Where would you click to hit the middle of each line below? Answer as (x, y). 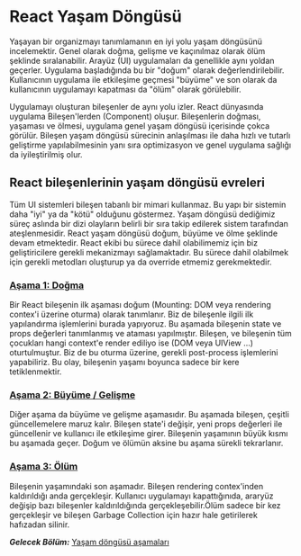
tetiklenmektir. (36, 372)
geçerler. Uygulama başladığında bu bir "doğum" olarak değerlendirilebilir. (147, 70)
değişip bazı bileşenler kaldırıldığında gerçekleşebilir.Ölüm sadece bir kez (145, 505)
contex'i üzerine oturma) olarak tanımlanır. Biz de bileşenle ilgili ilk (132, 314)
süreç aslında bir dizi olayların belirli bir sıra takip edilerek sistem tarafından (149, 223)
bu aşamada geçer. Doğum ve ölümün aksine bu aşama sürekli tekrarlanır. (146, 444)
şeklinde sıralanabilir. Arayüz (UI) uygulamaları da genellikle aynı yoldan (142, 60)
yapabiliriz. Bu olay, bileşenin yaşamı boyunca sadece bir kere (124, 363)
